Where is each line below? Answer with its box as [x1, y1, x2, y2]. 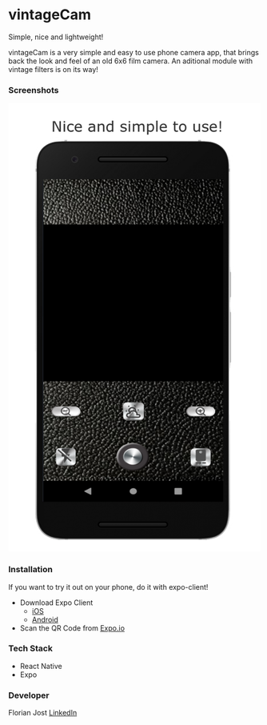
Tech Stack [8, 643, 54, 654]
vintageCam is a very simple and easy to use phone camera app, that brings [8, 47, 260, 57]
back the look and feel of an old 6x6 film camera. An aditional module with [8, 56, 253, 66]
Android [31, 615, 58, 624]
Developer [8, 690, 50, 701]
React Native [19, 661, 62, 671]
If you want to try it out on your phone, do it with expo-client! [8, 582, 209, 591]
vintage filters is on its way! [8, 64, 98, 74]
